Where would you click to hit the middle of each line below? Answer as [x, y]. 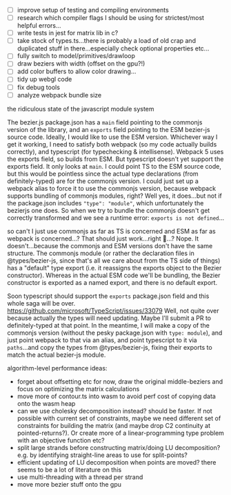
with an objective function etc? [61, 440]
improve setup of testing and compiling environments [93, 10]
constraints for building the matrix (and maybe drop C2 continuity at [113, 425]
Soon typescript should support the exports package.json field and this [108, 296]
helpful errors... [39, 26]
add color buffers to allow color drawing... [77, 71]
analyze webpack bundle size [59, 95]
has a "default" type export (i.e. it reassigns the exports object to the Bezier [114, 268]
